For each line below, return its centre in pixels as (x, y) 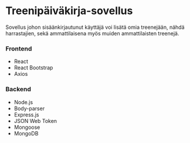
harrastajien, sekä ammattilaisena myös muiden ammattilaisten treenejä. (92, 33)
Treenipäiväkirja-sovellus (69, 11)
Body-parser (29, 108)
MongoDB (26, 133)
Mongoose (27, 127)
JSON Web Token (35, 121)
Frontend (19, 48)
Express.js (26, 114)
